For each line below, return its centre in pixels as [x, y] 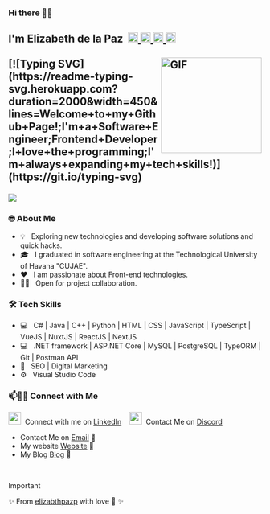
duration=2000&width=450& [83, 102]
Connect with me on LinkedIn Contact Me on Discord [123, 422]
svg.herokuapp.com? [63, 89]
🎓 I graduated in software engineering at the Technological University [139, 254]
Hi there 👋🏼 [31, 13]
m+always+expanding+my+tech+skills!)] [115, 164]
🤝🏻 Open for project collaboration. [78, 283]
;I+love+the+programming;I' [82, 152]
